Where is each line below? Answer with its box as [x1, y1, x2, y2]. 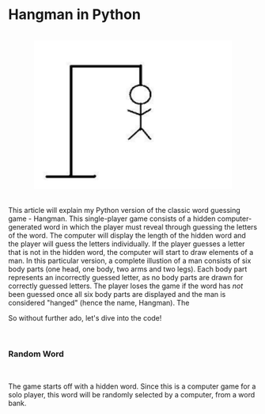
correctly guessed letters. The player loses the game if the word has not [8, 281, 244, 291]
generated [8, 222, 42, 231]
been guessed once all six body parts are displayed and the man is [8, 289, 226, 298]
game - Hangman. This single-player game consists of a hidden [8, 214, 216, 223]
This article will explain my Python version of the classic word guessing [8, 205, 241, 215]
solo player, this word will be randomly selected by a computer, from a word [8, 390, 256, 400]
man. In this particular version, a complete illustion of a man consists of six [8, 256, 252, 265]
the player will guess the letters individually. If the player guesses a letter [8, 239, 245, 249]
